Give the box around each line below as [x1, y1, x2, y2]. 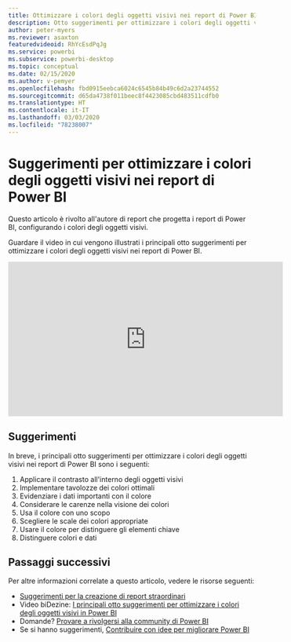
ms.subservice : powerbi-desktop [8, 56, 114, 64]
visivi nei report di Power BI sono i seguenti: [8, 459, 151, 469]
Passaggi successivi [8, 555, 111, 569]
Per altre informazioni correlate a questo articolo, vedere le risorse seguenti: [8, 576, 255, 585]
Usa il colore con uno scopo [19, 508, 111, 517]
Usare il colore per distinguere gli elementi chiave [19, 524, 180, 534]
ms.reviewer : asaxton [8, 33, 79, 42]
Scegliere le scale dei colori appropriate [19, 516, 149, 526]
